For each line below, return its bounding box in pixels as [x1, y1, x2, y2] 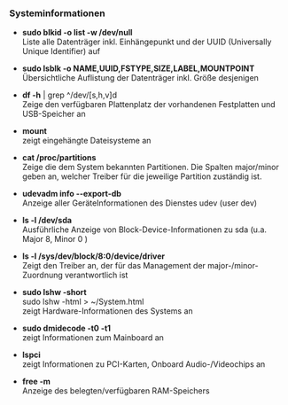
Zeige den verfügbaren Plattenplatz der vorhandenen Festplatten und [21, 99, 276, 110]
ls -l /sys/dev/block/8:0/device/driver [21, 251, 166, 261]
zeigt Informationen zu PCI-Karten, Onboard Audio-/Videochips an [21, 359, 266, 370]
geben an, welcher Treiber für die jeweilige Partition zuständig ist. [21, 171, 262, 182]
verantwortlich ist [65, 269, 128, 281]
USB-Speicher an [21, 109, 86, 120]
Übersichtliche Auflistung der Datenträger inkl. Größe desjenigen [21, 73, 260, 83]
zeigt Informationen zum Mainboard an [21, 332, 164, 343]
